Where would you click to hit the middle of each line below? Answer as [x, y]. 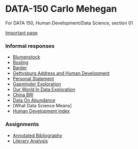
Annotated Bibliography [37, 135]
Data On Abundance [34, 100]
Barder [20, 68]
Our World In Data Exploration [44, 90]
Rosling [21, 63]
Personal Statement [33, 79]
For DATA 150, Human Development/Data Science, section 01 [69, 23]
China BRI [23, 95]
